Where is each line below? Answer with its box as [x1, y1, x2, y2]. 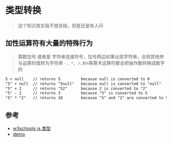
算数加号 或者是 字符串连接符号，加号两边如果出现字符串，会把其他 [17, 53, 160, 59]
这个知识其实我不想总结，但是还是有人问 [17, 22, 103, 29]
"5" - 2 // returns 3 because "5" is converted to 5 [5, 90, 147, 96]
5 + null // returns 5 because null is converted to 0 [5, 76, 150, 82]
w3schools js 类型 [12, 125, 51, 131]
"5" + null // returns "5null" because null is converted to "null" [5, 81, 161, 86]
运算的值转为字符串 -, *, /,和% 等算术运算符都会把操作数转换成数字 [22, 60, 165, 66]
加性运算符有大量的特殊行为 [5, 39, 93, 48]
